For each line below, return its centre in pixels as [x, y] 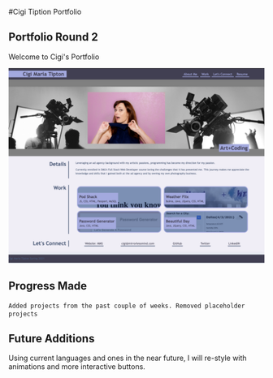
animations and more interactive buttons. [77, 367]
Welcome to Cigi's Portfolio [54, 57]
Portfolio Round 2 [54, 37]
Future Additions [52, 339]
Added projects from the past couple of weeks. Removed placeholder [127, 306]
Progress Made [48, 286]
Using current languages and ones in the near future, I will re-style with [128, 358]
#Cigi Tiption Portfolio [45, 12]
